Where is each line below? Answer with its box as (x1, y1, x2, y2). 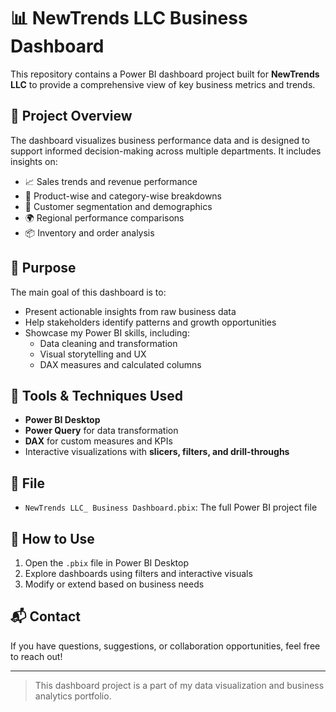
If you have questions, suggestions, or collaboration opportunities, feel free (10, 640, 321, 652)
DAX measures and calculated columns (39, 358, 202, 370)
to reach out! (10, 650, 63, 662)
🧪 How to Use (10, 530, 95, 547)
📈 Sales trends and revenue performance (24, 175, 198, 187)
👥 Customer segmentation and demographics (24, 200, 213, 212)
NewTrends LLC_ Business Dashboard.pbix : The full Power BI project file (24, 501, 318, 514)
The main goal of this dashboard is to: (10, 286, 167, 298)
